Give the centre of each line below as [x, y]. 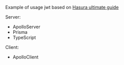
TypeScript [24, 38]
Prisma [20, 32]
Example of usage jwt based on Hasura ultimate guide [62, 7]
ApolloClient [26, 57]
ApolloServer [27, 27]
